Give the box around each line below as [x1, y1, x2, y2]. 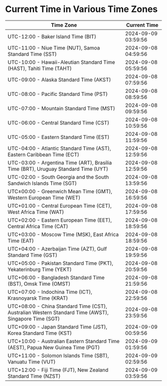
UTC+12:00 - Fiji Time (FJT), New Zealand [7, 366, 108, 373]
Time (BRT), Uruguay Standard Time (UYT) [7, 165, 108, 172]
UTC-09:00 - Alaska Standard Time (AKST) [7, 76, 111, 83]
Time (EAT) [7, 237, 34, 244]
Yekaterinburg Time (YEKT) [7, 266, 72, 273]
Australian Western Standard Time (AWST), [7, 309, 109, 316]
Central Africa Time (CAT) [7, 223, 69, 230]
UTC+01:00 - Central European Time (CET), [7, 202, 112, 209]
